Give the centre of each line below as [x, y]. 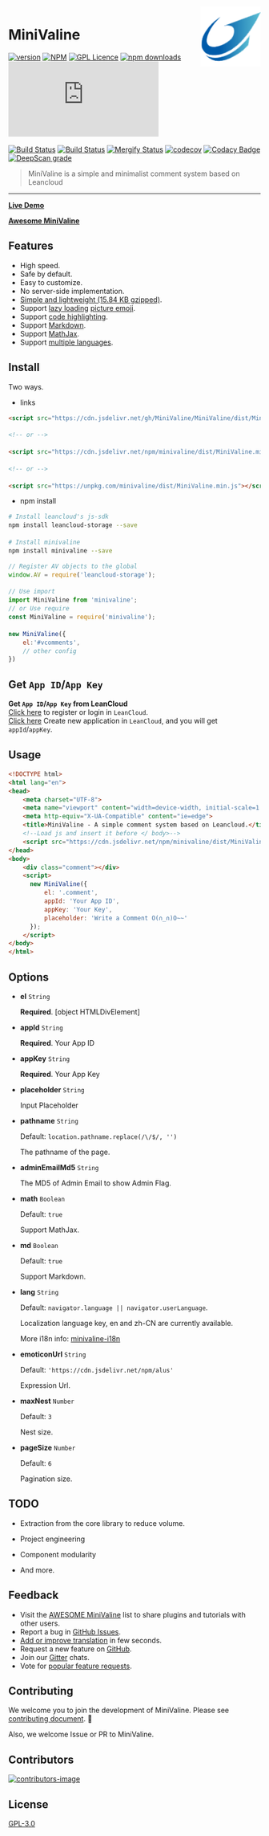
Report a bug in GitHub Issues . [70, 1631]
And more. [37, 1570]
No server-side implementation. [72, 291]
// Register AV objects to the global [73, 566]
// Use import [32, 592]
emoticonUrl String [53, 1354]
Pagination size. [46, 1479]
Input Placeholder [49, 1105]
